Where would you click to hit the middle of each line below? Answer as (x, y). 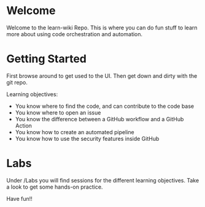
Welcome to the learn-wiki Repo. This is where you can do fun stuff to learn (102, 28)
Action (24, 126)
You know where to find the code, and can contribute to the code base (105, 106)
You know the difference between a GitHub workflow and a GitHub (99, 119)
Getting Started (47, 59)
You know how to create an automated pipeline (75, 132)
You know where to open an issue (58, 112)
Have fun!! (19, 198)
